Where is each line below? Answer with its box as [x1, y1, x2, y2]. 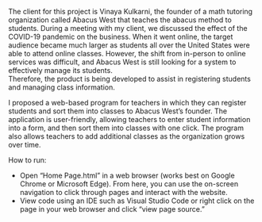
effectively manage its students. [8, 66, 113, 75]
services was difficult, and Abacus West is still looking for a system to [8, 57, 237, 67]
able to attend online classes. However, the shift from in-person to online [8, 49, 246, 58]
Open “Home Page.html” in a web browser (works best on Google [19, 170, 236, 180]
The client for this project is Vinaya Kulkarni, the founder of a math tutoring [8, 7, 252, 16]
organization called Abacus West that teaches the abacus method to [8, 15, 232, 25]
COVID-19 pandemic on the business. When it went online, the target [8, 32, 233, 41]
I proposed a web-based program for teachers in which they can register [8, 98, 247, 107]
